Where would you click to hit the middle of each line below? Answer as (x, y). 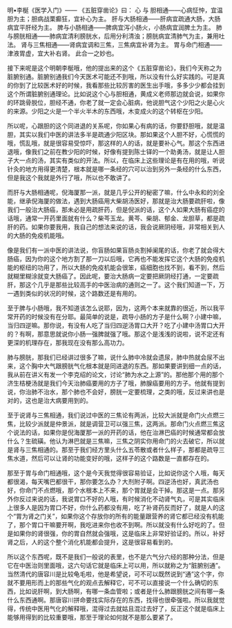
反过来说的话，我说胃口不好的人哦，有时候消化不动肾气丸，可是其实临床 (122, 499)
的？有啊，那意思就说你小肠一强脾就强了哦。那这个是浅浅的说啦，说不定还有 (116, 334)
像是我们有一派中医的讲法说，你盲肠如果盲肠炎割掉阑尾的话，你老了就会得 (113, 250)
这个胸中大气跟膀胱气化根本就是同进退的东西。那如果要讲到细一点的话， (122, 366)
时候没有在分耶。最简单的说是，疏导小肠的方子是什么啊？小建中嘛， (128, 317)
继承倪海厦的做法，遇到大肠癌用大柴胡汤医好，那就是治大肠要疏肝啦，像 (122, 201)
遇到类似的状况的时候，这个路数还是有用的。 (76, 293)
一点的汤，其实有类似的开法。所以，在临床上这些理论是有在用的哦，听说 (122, 160)
